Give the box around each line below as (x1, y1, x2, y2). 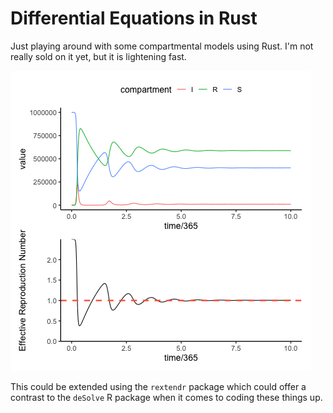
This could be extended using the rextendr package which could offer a (10, 380, 307, 392)
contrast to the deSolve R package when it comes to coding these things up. (10, 391, 323, 403)
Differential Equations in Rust (10, 7, 258, 30)
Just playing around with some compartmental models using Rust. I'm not (10, 40, 314, 52)
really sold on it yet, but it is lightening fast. (10, 50, 187, 62)
